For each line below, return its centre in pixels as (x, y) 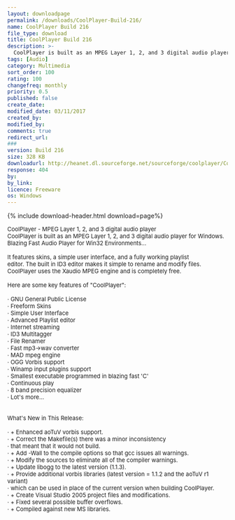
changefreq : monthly (37, 85)
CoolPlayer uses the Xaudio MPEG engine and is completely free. (94, 271)
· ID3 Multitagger (30, 334)
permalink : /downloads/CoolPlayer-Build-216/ (74, 20)
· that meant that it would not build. (54, 446)
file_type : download (37, 33)
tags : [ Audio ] (28, 59)
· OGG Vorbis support (36, 362)
